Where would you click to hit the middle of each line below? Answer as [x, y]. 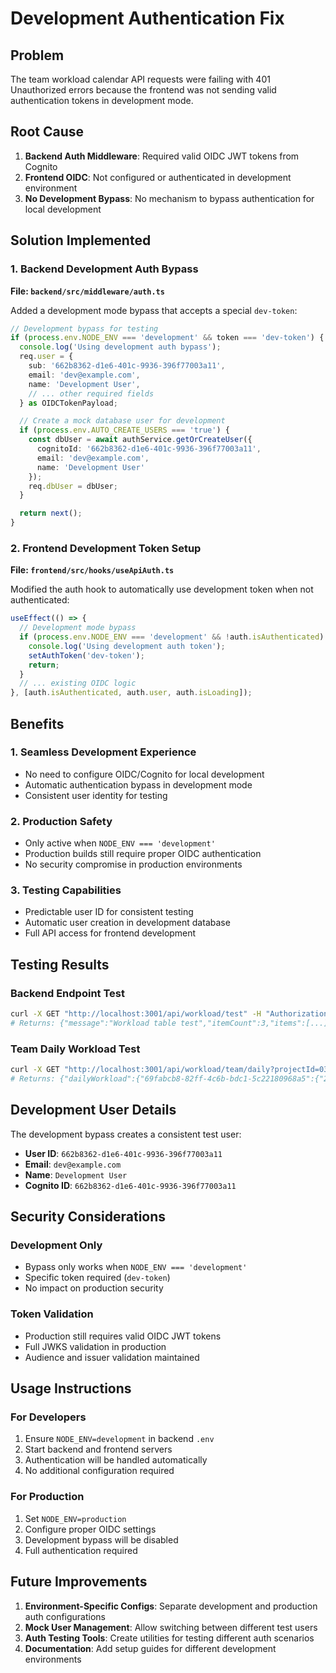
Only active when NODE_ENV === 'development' [120, 843]
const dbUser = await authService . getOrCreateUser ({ [140, 440]
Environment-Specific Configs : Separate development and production [171, 1606]
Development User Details [93, 1110]
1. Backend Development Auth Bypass [104, 269]
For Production [47, 1497]
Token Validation [52, 1314]
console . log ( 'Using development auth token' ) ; [127, 646]
